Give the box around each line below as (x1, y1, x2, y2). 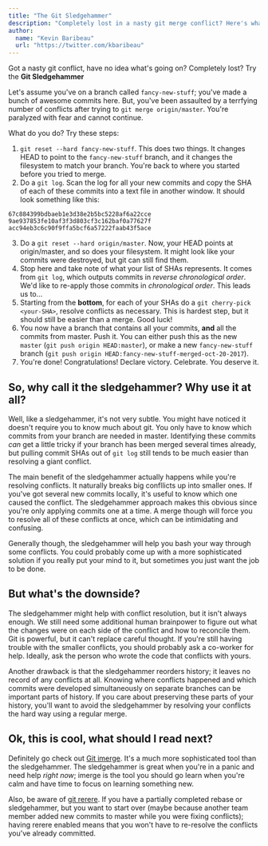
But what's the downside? (8, 587, 141, 601)
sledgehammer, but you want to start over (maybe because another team (8, 803, 249, 812)
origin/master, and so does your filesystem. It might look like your (19, 247, 235, 257)
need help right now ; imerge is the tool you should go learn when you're (8, 770, 245, 780)
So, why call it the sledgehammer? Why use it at (8, 381, 251, 394)
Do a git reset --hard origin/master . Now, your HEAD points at (19, 238, 234, 248)
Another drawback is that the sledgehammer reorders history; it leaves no (8, 666, 251, 676)
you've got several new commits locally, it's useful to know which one (8, 489, 238, 498)
